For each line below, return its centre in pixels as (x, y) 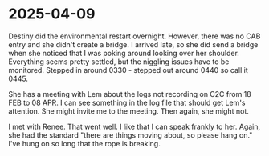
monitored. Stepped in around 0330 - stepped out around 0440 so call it (128, 70)
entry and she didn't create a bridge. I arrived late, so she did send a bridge (133, 44)
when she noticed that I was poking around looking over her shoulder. (124, 53)
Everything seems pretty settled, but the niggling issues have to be (119, 62)
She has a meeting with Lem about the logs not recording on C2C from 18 (130, 94)
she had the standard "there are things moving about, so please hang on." (130, 135)
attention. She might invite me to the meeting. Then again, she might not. (128, 111)
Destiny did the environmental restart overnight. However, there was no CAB (134, 36)
